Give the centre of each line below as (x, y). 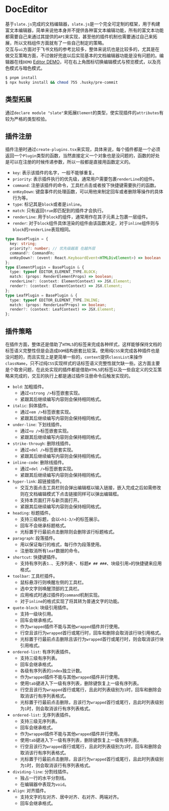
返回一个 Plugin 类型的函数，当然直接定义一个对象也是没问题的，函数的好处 (82, 156)
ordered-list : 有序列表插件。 (43, 652)
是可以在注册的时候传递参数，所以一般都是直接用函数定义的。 (69, 162)
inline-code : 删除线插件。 (39, 462)
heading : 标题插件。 (33, 513)
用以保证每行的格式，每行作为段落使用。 (62, 544)
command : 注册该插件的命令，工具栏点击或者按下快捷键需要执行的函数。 (86, 185)
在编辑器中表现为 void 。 (45, 784)
